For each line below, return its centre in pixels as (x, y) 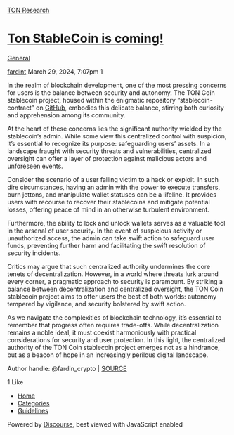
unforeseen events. (35, 166)
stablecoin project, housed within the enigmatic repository (91, 100)
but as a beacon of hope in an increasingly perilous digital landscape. (108, 355)
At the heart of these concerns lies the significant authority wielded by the (115, 129)
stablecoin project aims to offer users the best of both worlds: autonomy (112, 296)
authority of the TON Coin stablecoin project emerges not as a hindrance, (113, 347)
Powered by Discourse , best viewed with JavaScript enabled (95, 424)
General (19, 58)
